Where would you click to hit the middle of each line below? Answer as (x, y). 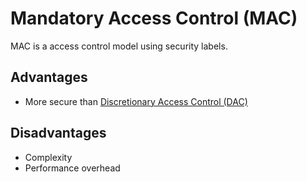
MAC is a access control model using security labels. (119, 46)
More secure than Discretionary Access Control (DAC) (136, 101)
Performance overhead (72, 168)
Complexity (48, 157)
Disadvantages (58, 133)
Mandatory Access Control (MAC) (154, 18)
